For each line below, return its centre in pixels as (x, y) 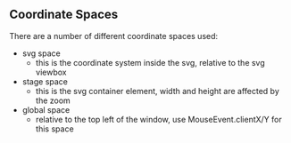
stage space (45, 81)
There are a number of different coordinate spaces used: (114, 36)
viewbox (51, 72)
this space (54, 129)
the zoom (53, 100)
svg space (41, 53)
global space (46, 109)
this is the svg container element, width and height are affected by (157, 91)
